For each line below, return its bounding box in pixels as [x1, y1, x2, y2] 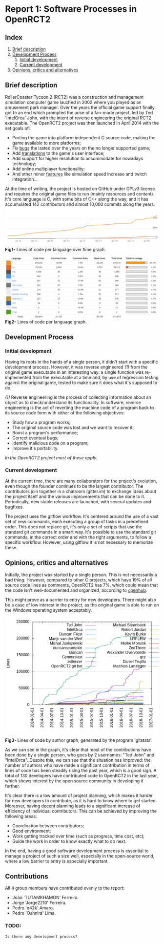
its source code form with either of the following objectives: [5, 409, 125, 416]
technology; [12, 160, 37, 167]
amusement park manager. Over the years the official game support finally [5, 104, 155, 110]
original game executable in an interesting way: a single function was [5, 369, 144, 375]
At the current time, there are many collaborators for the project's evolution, [5, 478, 157, 484]
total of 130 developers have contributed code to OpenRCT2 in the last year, [5, 772, 158, 778]
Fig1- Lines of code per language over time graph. [5, 247, 106, 253]
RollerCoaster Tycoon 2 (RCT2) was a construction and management [5, 94, 144, 100]
